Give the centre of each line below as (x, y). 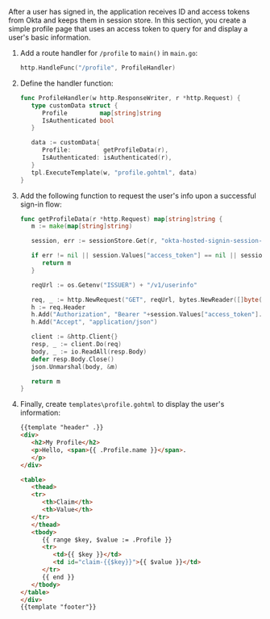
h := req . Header (58, 307)
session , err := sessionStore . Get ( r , (94, 241)
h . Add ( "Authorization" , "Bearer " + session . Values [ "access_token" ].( (148, 315)
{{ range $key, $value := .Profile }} (107, 540)
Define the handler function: (67, 83)
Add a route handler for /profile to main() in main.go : (109, 53)
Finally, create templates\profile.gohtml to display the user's (122, 404)
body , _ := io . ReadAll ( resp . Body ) (89, 351)
